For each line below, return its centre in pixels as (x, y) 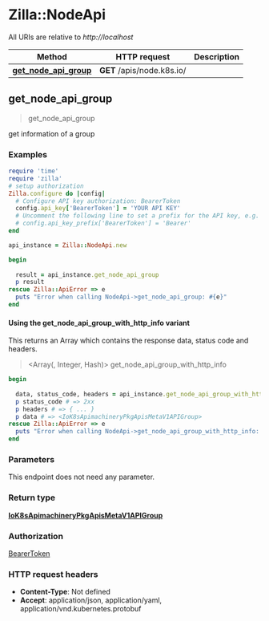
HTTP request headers (53, 574)
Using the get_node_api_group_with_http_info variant (99, 323)
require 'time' (34, 171)
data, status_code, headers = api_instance (89, 394)
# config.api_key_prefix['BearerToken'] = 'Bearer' (104, 223)
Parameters (31, 459)
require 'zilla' (35, 178)
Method (52, 56)
